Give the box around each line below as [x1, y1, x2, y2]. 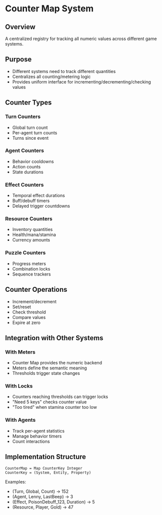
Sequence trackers [12, 271, 51, 277]
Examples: [5, 478, 26, 484]
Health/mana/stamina [12, 232, 56, 238]
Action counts [12, 163, 41, 169]
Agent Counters [5, 147, 44, 154]
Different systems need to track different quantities [12, 68, 116, 74]
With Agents [5, 417, 36, 424]
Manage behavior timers [12, 433, 62, 439]
